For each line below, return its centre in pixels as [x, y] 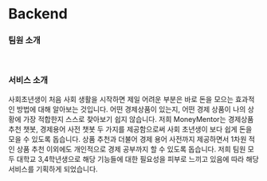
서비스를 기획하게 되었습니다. [53, 169]
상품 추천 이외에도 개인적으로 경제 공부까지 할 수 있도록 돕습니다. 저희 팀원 [131, 149]
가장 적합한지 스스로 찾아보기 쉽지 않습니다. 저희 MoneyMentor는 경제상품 [138, 119]
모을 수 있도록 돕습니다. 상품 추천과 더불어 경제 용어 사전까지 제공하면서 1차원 [128, 139]
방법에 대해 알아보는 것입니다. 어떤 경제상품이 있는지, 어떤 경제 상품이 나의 [131, 109]
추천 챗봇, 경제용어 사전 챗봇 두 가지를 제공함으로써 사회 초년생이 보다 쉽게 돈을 [130, 129]
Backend [38, 14]
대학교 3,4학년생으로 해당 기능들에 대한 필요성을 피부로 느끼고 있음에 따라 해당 [137, 159]
